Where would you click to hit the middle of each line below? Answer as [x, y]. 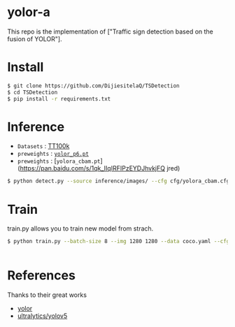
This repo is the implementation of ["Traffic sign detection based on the [110, 31]
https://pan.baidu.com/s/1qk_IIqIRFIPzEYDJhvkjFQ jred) [100, 168]
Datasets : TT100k [43, 146]
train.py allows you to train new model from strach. [80, 228]
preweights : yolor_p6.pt [53, 154]
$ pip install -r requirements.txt [59, 99]
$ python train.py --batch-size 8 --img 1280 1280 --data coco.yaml [109, 242]
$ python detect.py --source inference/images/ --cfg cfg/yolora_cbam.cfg [119, 181]
